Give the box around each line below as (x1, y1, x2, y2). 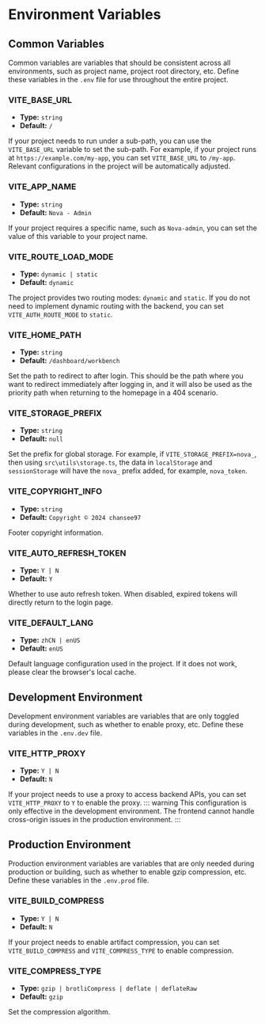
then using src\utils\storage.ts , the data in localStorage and (8, 457, 213, 468)
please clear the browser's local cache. (8, 667, 137, 677)
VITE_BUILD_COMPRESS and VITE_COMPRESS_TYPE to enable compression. (8, 946, 234, 955)
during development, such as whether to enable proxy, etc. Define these (8, 720, 244, 730)
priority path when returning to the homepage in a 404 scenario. (8, 388, 218, 397)
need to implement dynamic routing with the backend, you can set (8, 301, 224, 310)
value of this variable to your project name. (8, 231, 148, 241)
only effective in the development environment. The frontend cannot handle (8, 806, 255, 816)
